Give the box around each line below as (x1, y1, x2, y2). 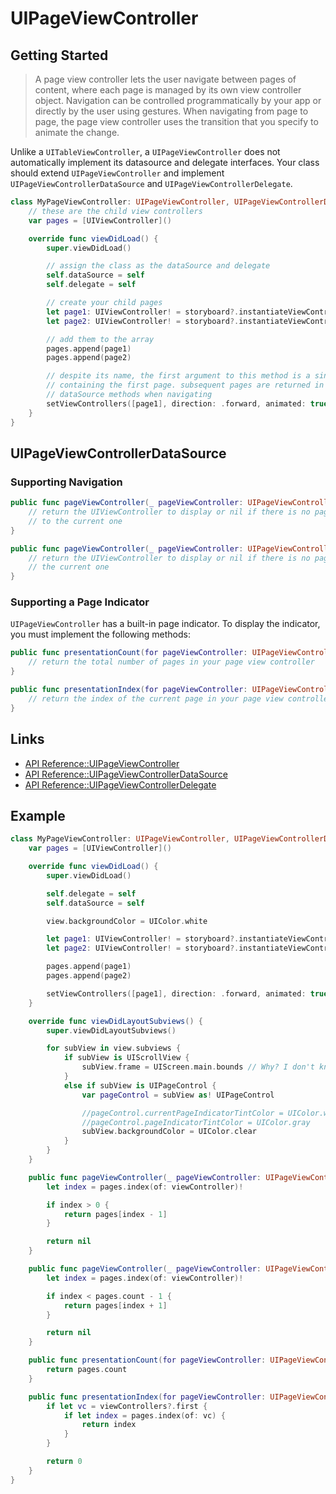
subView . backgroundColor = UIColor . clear (81, 1127, 257, 1137)
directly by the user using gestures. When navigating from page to (34, 105, 309, 117)
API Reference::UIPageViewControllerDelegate (24, 778, 217, 791)
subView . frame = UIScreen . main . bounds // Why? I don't (81, 1062, 315, 1072)
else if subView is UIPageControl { (63, 1080, 217, 1091)
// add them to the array (46, 334, 155, 344)
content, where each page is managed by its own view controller (34, 84, 302, 96)
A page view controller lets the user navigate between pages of (34, 73, 297, 85)
